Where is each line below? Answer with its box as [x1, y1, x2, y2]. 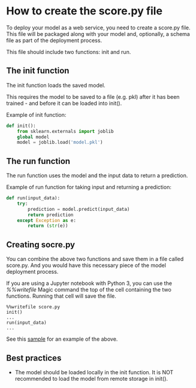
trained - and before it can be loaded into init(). [6, 99, 122, 107]
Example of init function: [6, 111, 67, 118]
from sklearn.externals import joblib [17, 128, 114, 134]
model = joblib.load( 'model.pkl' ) [17, 140, 103, 145]
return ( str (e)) [28, 223, 68, 229]
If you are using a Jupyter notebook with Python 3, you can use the [6, 280, 173, 287]
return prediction [28, 211, 74, 218]
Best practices [6, 353, 62, 363]
